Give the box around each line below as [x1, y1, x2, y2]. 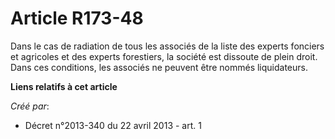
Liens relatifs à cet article [10, 80, 118, 92]
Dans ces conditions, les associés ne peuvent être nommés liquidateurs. [10, 61, 308, 73]
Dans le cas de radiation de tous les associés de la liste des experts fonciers [10, 40, 325, 52]
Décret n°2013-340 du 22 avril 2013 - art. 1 [24, 119, 202, 131]
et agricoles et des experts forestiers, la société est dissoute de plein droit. [10, 50, 318, 62]
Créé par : [10, 100, 50, 112]
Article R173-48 [10, 7, 144, 30]
